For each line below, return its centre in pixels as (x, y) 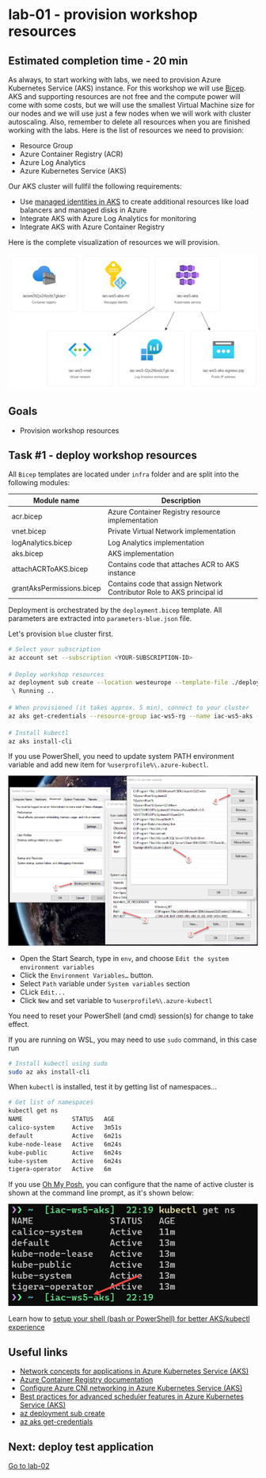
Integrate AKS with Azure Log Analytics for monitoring (108, 218)
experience (27, 1327)
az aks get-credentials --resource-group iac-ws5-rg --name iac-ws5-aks (131, 716)
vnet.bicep (29, 531)
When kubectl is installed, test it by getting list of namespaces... (113, 1087)
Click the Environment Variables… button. (87, 975)
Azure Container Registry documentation (86, 1380)
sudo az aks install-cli (49, 1072)
